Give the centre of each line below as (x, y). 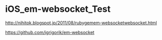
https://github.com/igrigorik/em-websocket (50, 32)
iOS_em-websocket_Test (58, 9)
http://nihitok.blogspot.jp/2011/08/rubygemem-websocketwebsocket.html (81, 23)
